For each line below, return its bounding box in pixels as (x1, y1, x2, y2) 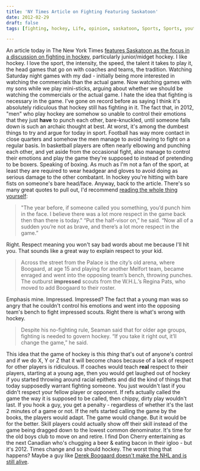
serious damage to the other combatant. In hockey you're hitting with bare (6, 173, 189, 181)
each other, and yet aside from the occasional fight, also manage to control (6, 148, 190, 156)
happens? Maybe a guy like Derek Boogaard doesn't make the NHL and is (6, 452, 187, 459)
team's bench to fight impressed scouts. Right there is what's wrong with (6, 308, 186, 316)
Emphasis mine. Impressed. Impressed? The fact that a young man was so (6, 296, 189, 303)
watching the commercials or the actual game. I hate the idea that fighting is (6, 91, 193, 98)
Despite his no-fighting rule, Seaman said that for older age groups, (20, 326, 187, 334)
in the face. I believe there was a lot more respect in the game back (20, 210, 186, 218)
